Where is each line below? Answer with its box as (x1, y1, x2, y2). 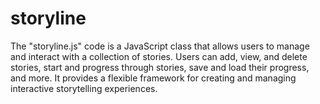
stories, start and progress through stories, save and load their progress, (10, 61, 310, 73)
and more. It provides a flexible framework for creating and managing (10, 72, 297, 84)
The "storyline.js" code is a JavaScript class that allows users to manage (10, 40, 310, 52)
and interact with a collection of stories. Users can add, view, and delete (10, 50, 308, 62)
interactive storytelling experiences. (10, 82, 158, 94)
